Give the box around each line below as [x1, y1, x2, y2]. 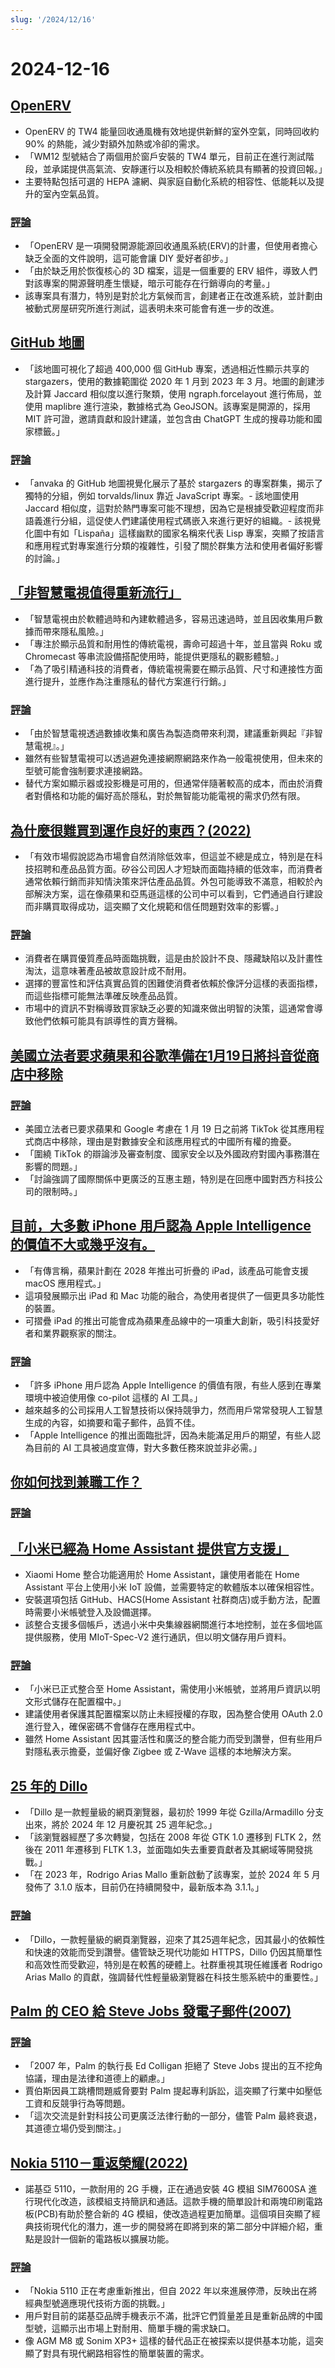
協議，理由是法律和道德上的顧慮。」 [24, 2072, 170, 2085]
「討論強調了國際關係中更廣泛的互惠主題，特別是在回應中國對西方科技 [24, 1172, 315, 1185]
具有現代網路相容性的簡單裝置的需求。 [51, 2347, 210, 2360]
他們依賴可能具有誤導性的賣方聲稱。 [33, 1015, 183, 1027]
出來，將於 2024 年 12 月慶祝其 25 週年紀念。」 [24, 1819, 218, 1831]
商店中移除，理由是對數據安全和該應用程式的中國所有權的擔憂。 [33, 1135, 297, 1147]
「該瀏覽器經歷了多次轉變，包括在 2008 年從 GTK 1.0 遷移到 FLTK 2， [24, 1831, 313, 1843]
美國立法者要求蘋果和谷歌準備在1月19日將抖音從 [10, 1047, 307, 1064]
